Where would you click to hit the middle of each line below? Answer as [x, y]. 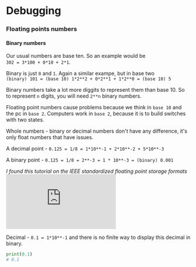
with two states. [25, 120]
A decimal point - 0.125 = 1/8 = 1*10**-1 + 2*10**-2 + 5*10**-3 [85, 149]
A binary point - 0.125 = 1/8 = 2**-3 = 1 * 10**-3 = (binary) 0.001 [90, 160]
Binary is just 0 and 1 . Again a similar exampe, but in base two [80, 74]
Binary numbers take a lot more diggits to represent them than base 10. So [96, 90]
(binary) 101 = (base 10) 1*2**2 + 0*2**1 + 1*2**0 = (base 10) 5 [89, 79]
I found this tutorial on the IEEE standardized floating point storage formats [97, 171]
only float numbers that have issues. [50, 137]
